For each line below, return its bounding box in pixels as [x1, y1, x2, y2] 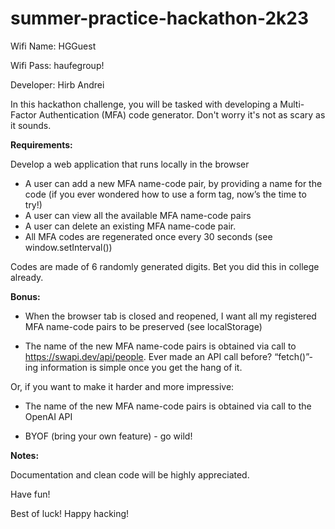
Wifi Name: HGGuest [10, 40, 97, 52]
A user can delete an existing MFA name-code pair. [24, 220, 237, 232]
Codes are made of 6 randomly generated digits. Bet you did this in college [10, 260, 320, 272]
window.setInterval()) [24, 241, 113, 253]
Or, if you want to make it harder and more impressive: [10, 380, 235, 392]
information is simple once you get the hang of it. [39, 361, 243, 373]
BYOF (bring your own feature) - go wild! [24, 430, 193, 442]
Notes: [10, 449, 40, 461]
